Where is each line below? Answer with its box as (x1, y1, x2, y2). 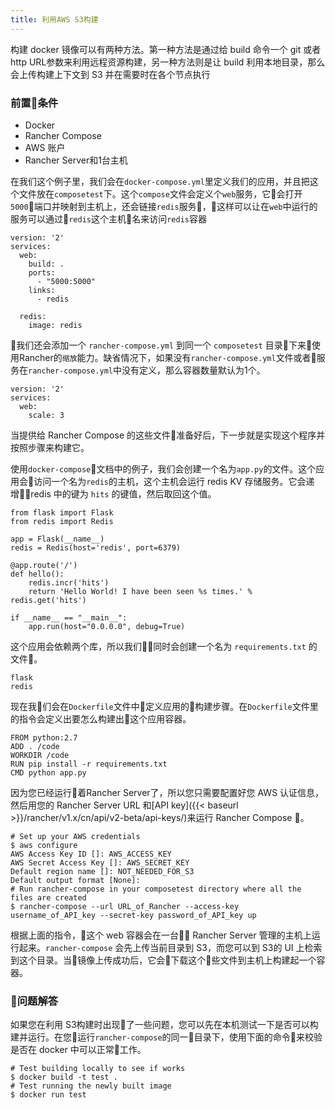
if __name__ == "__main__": (10, 612, 128, 623)
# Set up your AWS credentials (10, 831, 141, 841)
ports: (28, 267, 56, 278)
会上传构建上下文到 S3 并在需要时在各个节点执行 (10, 68, 211, 80)
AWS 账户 (24, 141, 66, 153)
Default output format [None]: (10, 875, 141, 885)
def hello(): (10, 569, 65, 579)
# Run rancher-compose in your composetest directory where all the (10, 884, 302, 894)
